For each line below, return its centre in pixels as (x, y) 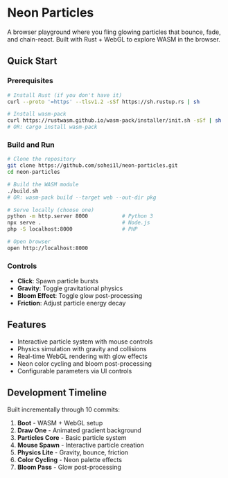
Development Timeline (57, 393)
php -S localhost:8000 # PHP (72, 229)
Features (27, 325)
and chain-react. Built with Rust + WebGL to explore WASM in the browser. (114, 39)
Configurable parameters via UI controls (74, 371)
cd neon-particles (34, 172)
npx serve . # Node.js (79, 223)
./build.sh (23, 191)
